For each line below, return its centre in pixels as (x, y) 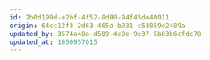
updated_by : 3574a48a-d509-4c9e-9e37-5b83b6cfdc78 (105, 34)
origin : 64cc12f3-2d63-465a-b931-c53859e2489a (97, 26)
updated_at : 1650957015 (54, 42)
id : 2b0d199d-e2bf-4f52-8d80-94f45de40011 (89, 17)
